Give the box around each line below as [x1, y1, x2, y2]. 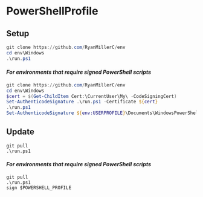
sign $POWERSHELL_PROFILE [6, 185, 71, 191]
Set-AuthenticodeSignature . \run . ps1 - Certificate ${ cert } [6, 98, 158, 105]
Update [6, 127, 35, 137]
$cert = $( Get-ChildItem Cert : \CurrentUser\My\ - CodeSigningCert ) [6, 93, 177, 99]
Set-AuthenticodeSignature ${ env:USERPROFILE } [6, 110, 126, 116]
